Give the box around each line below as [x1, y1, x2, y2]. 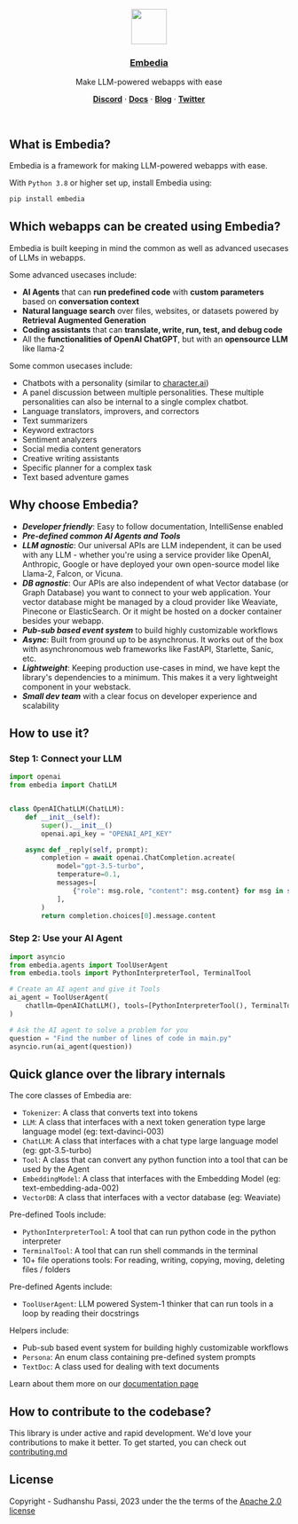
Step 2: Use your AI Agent [9, 932, 122, 945]
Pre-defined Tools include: [9, 1209, 106, 1220]
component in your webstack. [21, 681, 131, 692]
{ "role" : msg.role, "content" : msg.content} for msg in [72, 886, 284, 895]
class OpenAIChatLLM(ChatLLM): [9, 805, 125, 813]
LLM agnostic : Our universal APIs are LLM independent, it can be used [21, 539, 282, 550]
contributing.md [9, 1447, 68, 1457]
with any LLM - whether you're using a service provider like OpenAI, [21, 549, 272, 560]
